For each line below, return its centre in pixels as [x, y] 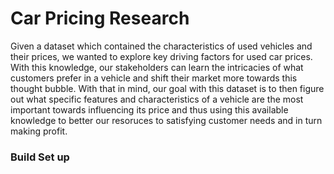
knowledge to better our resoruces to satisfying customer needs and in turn [166, 120]
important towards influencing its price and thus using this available [149, 109]
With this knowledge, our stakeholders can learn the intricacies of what [157, 67]
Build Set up [40, 157]
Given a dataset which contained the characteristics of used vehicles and [161, 46]
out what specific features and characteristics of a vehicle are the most [157, 99]
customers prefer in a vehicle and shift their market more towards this [154, 78]
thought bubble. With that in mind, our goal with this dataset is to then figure [167, 88]
